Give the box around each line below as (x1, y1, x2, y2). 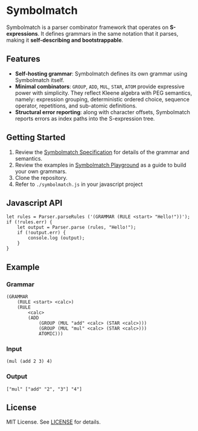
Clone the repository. (14, 174, 68, 181)
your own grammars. (14, 167, 67, 175)
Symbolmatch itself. (14, 76, 65, 83)
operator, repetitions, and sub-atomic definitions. (14, 102, 137, 109)
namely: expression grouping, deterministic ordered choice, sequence (14, 95, 190, 103)
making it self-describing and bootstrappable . (6, 36, 124, 43)
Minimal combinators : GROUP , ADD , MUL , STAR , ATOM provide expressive (14, 83, 185, 90)
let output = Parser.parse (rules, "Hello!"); (17, 225, 136, 231)
